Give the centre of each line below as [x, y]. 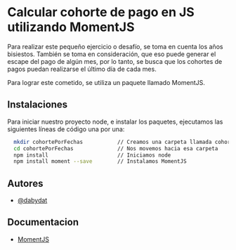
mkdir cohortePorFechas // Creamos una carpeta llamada [113, 142]
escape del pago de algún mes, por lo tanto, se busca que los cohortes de [115, 61]
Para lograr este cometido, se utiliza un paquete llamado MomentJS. [106, 82]
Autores [25, 183]
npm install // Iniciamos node [92, 155]
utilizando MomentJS [71, 27]
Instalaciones [38, 105]
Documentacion [43, 222]
